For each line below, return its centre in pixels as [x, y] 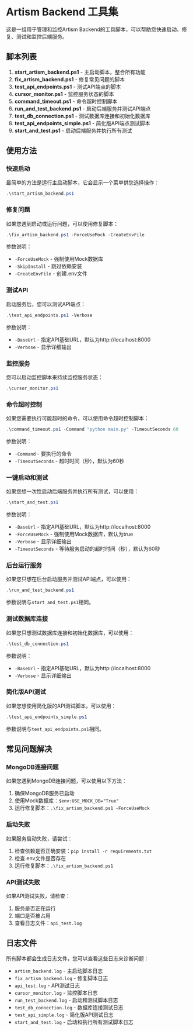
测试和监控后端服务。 [42, 36]
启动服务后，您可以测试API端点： [46, 304]
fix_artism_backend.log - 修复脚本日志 [61, 978]
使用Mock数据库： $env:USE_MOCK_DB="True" [67, 801]
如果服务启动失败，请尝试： [39, 838]
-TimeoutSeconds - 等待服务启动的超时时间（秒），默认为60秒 [87, 549]
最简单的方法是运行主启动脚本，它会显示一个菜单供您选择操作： [83, 182]
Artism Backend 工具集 [62, 12]
